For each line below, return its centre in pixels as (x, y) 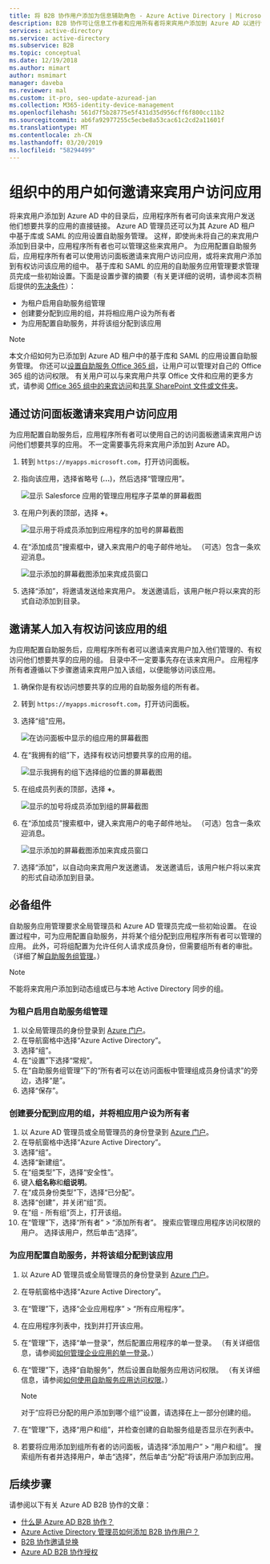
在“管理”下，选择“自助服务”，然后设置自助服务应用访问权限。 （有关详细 (140, 1370)
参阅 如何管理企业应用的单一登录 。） (100, 1352)
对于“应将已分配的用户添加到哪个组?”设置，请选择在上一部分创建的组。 (138, 1412)
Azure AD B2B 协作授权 (59, 1552)
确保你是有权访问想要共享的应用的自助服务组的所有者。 (112, 686)
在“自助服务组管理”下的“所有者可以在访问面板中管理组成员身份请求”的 (136, 1070)
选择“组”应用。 (45, 721)
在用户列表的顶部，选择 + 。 (66, 513)
